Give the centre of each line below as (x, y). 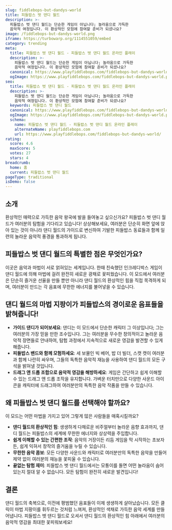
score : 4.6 (21, 144)
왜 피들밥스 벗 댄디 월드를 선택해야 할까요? (68, 403)
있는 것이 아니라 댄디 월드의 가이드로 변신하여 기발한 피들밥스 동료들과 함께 (85, 230)
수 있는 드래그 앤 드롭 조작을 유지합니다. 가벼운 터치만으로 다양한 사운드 (84, 379)
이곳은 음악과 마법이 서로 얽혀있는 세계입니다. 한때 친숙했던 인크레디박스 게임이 (84, 267)
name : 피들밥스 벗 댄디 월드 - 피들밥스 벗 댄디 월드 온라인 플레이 (76, 124)
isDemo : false (20, 182)
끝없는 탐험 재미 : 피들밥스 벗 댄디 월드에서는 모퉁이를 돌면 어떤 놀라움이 (83, 465)
